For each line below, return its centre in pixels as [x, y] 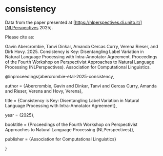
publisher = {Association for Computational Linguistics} [61, 139]
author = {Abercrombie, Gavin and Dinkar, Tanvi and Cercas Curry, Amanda [81, 86]
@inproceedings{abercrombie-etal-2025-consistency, [60, 76]
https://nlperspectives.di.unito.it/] [109, 22]
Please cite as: [20, 37]
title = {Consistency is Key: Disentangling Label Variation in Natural [72, 100]
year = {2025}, [20, 115]
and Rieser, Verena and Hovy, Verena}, [44, 91]
